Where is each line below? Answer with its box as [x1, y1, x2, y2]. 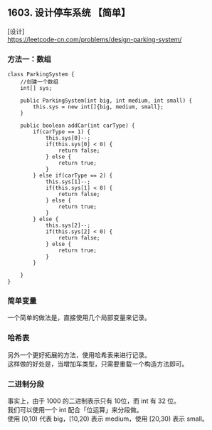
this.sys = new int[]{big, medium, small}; [33, 103, 164, 111]
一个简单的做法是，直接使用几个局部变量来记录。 [7, 313, 151, 322]
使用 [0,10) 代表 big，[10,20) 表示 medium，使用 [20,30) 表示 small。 [7, 414, 208, 423]
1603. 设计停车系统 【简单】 [7, 6, 131, 19]
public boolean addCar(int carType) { [20, 122, 135, 130]
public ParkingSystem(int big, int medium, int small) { [20, 97, 193, 105]
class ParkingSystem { [7, 71, 75, 78]
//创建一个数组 [20, 78, 59, 86]
